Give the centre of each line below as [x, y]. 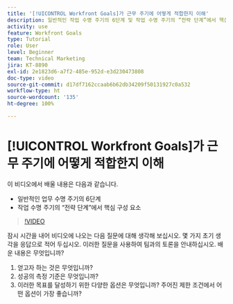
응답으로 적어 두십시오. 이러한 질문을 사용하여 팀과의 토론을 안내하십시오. [118, 244]
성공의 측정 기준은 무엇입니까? [58, 276]
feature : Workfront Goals [44, 33]
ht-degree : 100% [31, 104]
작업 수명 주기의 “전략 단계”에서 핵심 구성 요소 [79, 207]
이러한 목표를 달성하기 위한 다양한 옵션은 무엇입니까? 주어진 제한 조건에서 [116, 285]
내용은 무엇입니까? [39, 253]
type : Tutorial [29, 39]
